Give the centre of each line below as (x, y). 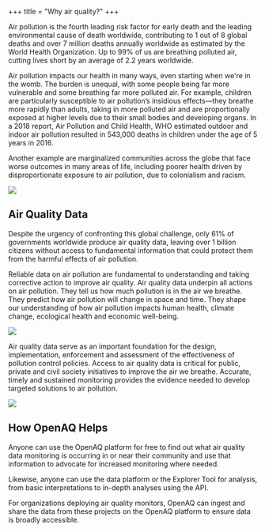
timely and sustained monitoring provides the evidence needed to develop (129, 379)
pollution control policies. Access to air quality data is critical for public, (125, 363)
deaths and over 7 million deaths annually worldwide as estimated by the (127, 43)
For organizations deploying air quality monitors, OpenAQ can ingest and (127, 503)
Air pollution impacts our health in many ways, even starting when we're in (129, 75)
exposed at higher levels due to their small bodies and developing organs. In (132, 117)
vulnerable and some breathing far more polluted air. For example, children (130, 92)
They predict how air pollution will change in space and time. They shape (127, 299)
